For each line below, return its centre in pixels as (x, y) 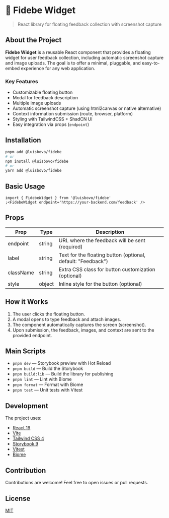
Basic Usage (25, 186)
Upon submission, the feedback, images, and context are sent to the (83, 330)
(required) (71, 246)
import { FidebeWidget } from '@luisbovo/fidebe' (58, 198)
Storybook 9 (25, 444)
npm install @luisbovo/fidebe (37, 161)
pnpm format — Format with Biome (48, 384)
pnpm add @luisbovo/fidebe (33, 152)
